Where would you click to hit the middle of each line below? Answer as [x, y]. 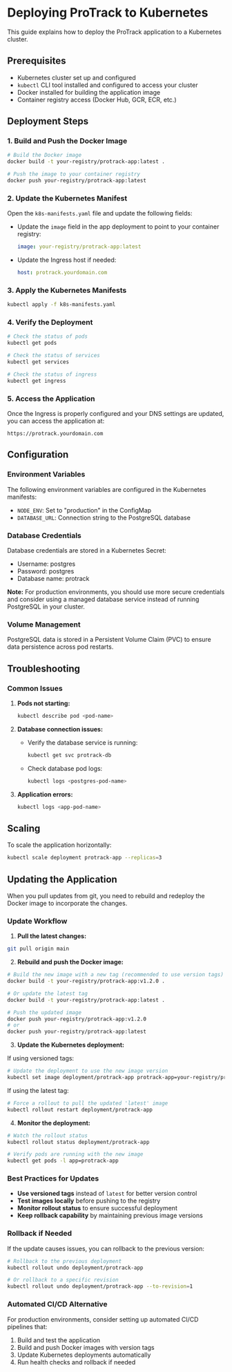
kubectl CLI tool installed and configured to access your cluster [107, 85]
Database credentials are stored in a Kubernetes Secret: [87, 550]
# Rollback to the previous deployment [65, 1261]
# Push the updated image [44, 1012]
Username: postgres [46, 564]
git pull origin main [38, 949]
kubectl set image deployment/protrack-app [71, 1078]
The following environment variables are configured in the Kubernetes [107, 489]
